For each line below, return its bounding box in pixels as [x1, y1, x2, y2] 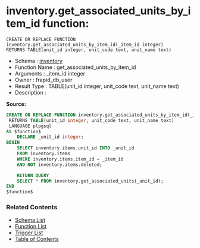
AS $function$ [6, 128, 42, 134]
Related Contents [6, 203, 58, 212]
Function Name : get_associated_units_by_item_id [14, 64, 136, 71]
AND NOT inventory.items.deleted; [17, 162, 102, 168]
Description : [14, 89, 46, 96]
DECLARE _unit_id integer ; [17, 134, 84, 140]
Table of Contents [14, 236, 59, 243]
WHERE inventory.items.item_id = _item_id [17, 156, 124, 162]
